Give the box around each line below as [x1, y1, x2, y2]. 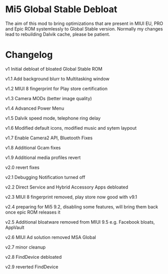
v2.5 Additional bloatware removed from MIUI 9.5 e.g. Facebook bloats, [5, 219, 155, 225]
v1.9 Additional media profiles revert [5, 154, 81, 161]
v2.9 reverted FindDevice [5, 263, 59, 270]
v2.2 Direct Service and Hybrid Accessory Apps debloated [5, 184, 128, 190]
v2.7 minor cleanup [5, 244, 46, 250]
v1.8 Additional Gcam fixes [5, 144, 61, 150]
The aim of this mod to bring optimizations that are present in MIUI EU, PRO [5, 20, 163, 26]
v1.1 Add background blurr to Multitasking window [5, 75, 110, 82]
